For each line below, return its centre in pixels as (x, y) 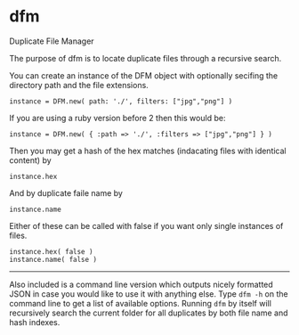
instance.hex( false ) (51, 251)
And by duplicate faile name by (66, 192)
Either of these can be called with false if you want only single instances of (146, 225)
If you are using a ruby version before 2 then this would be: (117, 118)
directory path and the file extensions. (79, 85)
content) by (30, 160)
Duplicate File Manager (52, 41)
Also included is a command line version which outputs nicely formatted (141, 284)
